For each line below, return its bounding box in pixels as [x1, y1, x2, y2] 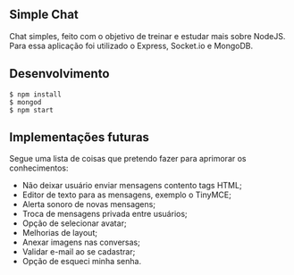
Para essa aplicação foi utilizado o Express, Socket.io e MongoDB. [9, 40, 254, 51]
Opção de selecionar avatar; [21, 218, 127, 229]
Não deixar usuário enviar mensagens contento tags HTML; [21, 180, 243, 191]
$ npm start [9, 105, 54, 114]
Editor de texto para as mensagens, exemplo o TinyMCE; [21, 189, 232, 200]
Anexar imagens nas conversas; [21, 237, 140, 248]
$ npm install [9, 89, 63, 99]
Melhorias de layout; [21, 228, 98, 238]
